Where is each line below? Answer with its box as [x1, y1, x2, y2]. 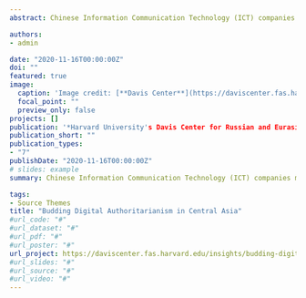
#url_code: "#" [9, 215, 67, 224]
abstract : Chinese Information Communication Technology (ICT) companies [9, 13, 296, 23]
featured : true [9, 72, 67, 81]
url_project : [9, 249, 59, 258]
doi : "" [9, 63, 39, 73]
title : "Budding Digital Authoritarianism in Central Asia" [9, 207, 243, 216]
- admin [9, 38, 39, 47]
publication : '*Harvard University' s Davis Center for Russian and [9, 122, 271, 132]
